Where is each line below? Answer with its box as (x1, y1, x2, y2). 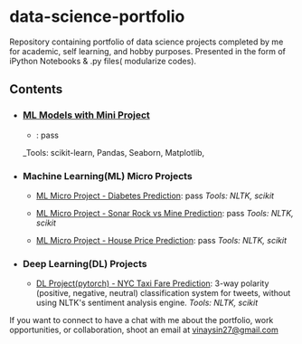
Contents (9, 81, 63, 97)
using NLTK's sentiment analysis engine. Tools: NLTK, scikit (35, 297, 259, 309)
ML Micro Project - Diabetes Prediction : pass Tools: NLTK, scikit (35, 190, 274, 201)
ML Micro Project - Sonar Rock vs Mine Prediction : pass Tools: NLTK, (35, 207, 294, 218)
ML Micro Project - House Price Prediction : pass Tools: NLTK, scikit (35, 234, 288, 245)
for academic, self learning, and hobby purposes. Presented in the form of (9, 45, 287, 56)
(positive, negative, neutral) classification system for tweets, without (35, 288, 291, 299)
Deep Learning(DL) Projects (22, 257, 147, 270)
